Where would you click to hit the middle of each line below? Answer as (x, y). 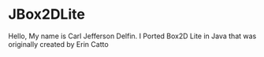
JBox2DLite (46, 14)
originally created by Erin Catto (58, 44)
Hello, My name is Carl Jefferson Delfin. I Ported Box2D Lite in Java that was (132, 36)
